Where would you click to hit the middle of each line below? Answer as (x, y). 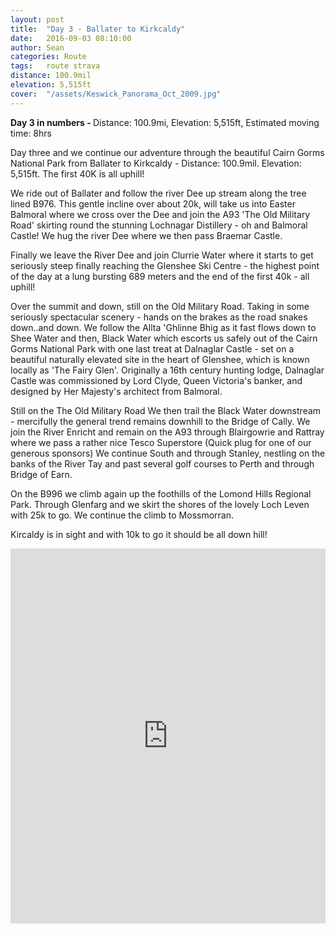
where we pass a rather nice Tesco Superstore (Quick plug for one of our (161, 442)
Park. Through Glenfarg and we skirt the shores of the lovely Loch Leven (160, 504)
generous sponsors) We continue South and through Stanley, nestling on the (168, 453)
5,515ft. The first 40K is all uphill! (77, 173)
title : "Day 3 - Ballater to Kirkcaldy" (98, 29)
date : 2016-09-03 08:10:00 (71, 38)
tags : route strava (55, 66)
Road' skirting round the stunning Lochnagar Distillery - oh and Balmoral (159, 225)
